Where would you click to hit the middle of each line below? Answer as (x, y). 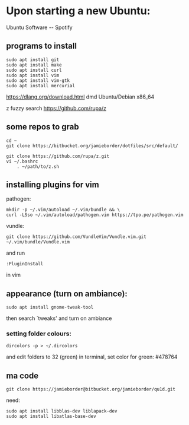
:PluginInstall (25, 264)
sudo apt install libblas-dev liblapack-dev (62, 411)
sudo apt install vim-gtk (38, 80)
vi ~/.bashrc (22, 161)
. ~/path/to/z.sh (38, 166)
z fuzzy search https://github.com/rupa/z (56, 108)
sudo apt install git (33, 60)
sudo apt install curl (34, 70)
